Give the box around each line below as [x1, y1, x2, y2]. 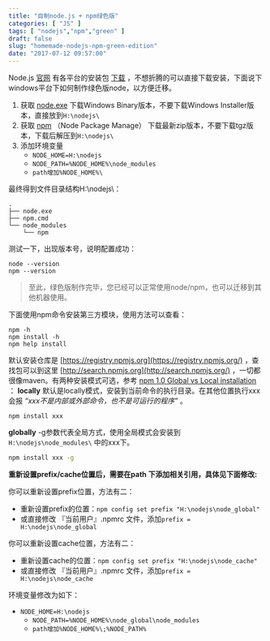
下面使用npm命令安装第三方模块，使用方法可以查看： [8, 310, 187, 319]
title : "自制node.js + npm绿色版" [8, 11, 119, 20]
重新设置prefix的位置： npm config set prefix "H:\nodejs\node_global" [19, 504, 260, 514]
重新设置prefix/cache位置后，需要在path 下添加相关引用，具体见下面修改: [8, 469, 258, 479]
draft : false [8, 34, 53, 43]
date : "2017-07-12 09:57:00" [8, 49, 107, 58]
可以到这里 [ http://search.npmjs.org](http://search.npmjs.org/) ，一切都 [22, 366, 261, 375]
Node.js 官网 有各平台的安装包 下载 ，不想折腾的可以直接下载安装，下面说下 [8, 73, 263, 82]
